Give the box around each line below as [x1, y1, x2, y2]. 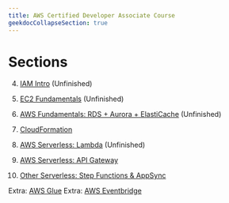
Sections [8, 53, 68, 71]
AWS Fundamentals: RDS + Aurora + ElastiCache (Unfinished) [19, 110, 222, 119]
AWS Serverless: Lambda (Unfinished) [19, 140, 146, 150]
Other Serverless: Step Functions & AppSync [19, 171, 166, 180]
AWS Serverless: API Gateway [19, 156, 119, 165]
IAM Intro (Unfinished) [19, 79, 93, 88]
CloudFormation [19, 125, 73, 134]
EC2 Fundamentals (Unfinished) [19, 94, 124, 103]
